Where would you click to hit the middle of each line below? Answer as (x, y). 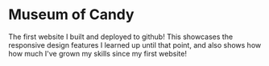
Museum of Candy (71, 15)
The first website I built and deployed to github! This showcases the (121, 37)
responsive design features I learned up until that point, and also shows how (135, 45)
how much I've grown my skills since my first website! (98, 53)
